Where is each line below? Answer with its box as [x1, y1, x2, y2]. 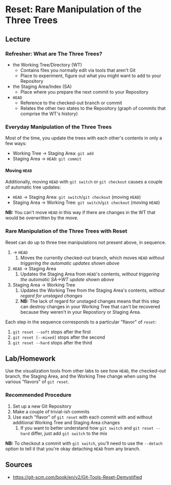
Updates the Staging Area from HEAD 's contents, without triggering [20, 271, 160, 277]
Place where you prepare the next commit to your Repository [20, 88, 149, 95]
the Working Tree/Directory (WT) [12, 61, 83, 67]
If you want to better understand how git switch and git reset [20, 425, 154, 431]
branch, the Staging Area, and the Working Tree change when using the [5, 373, 157, 379]
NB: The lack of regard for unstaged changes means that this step [20, 298, 160, 304]
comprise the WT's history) [20, 110, 78, 117]
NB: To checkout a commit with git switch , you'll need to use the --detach [5, 440, 163, 446]
